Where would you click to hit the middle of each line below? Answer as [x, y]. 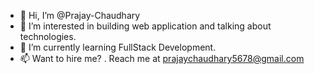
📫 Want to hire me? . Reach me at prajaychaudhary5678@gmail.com [162, 58]
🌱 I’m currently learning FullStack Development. [118, 47]
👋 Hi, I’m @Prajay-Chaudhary [80, 15]
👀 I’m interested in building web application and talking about [145, 26]
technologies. [48, 36]
